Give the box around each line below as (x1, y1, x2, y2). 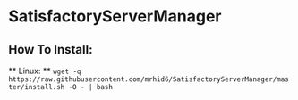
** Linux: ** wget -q (8, 65, 81, 76)
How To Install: (8, 42, 93, 57)
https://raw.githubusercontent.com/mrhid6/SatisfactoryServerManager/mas (8, 75, 290, 84)
